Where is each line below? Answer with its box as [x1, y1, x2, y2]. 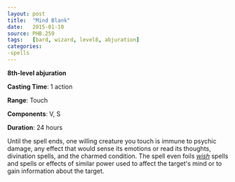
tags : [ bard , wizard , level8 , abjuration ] [7, 37, 140, 44]
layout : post [7, 10, 46, 18]
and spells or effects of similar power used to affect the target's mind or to [7, 159, 222, 167]
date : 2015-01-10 [7, 23, 65, 30]
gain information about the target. [7, 167, 105, 175]
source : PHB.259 [7, 30, 55, 37]
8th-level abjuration [7, 68, 67, 77]
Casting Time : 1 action [7, 82, 73, 91]
